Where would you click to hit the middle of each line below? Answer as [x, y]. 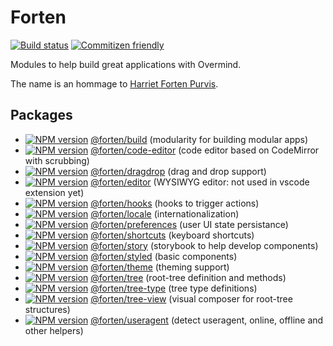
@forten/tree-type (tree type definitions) [174, 288]
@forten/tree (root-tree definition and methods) [188, 277]
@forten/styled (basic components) [164, 256]
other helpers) [54, 330]
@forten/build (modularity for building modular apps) [199, 139]
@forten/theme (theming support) [160, 267]
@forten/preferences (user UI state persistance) [189, 224]
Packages [41, 115]
